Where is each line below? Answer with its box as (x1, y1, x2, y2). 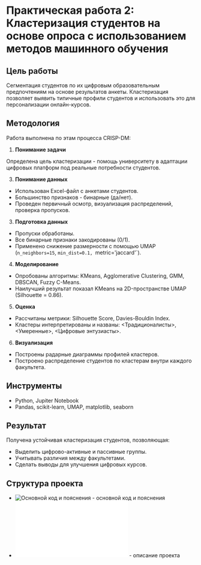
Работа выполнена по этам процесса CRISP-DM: (6, 134, 131, 141)
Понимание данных (14, 176, 68, 183)
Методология (6, 118, 60, 129)
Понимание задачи (14, 145, 66, 153)
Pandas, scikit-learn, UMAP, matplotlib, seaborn (14, 403, 134, 411)
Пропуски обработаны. (14, 230, 75, 237)
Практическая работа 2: (6, 4, 134, 17)
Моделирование (14, 260, 59, 267)
